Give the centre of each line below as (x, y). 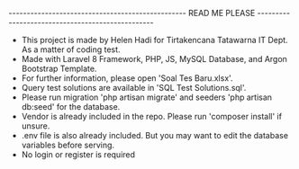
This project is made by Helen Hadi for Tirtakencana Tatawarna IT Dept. (155, 40)
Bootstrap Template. (59, 68)
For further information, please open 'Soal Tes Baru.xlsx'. (127, 78)
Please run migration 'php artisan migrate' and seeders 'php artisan (146, 97)
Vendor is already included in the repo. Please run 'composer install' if (152, 116)
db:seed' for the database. (71, 107)
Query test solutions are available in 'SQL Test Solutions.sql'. (134, 88)
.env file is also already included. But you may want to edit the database (155, 135)
